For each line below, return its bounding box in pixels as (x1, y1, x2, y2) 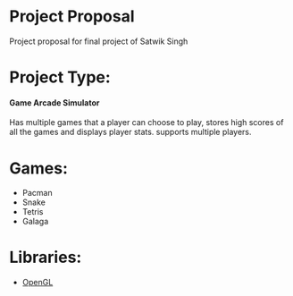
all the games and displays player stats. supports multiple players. (9, 127, 252, 138)
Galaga (21, 216, 49, 227)
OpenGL (21, 277, 54, 288)
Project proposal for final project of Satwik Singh (9, 36, 188, 47)
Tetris (21, 207, 44, 217)
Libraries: (9, 248, 82, 267)
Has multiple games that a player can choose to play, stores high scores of (9, 117, 284, 128)
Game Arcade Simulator (9, 97, 100, 108)
